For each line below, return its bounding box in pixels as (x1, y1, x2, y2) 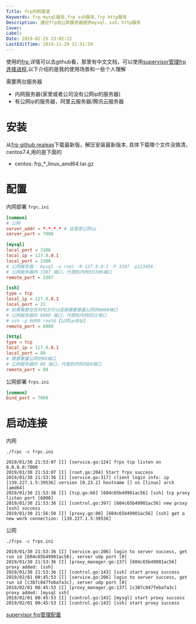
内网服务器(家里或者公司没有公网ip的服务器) (14, 90, 121, 97)
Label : (6, 31, 22, 36)
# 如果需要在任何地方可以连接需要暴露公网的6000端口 (6, 306, 119, 313)
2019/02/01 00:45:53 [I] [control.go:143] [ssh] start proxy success (6, 600, 180, 606)
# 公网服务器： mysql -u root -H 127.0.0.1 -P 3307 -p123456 (6, 264, 154, 269)
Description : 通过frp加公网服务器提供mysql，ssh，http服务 (6, 19, 141, 25)
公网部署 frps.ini (6, 378, 50, 385)
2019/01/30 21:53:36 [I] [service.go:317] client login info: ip (6, 475, 169, 481)
